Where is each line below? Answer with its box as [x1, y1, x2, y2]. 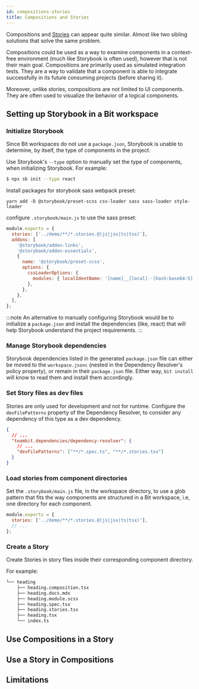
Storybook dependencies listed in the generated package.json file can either [6, 355, 194, 362]
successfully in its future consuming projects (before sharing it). [6, 74, 164, 81]
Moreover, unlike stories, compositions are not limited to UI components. [6, 85, 185, 92]
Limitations [6, 675, 49, 685]
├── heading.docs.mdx [17, 590, 70, 596]
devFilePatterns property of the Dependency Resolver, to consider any [6, 409, 181, 416]
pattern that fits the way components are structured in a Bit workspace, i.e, [6, 494, 191, 501]
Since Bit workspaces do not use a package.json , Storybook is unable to [6, 141, 183, 148]
